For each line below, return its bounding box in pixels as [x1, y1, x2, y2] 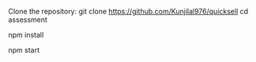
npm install [8, 31, 44, 39]
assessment [8, 15, 47, 24]
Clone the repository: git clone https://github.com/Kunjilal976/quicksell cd [8, 7, 249, 16]
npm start [8, 46, 40, 54]
